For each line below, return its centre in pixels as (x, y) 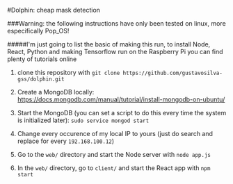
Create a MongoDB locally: (56, 92)
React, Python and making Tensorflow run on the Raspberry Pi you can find (115, 52)
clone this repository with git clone (69, 73)
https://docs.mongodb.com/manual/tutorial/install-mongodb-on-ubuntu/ (121, 99)
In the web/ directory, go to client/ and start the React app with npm (114, 168)
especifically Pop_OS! (38, 31)
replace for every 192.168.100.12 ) (66, 141)
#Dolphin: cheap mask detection (54, 10)
